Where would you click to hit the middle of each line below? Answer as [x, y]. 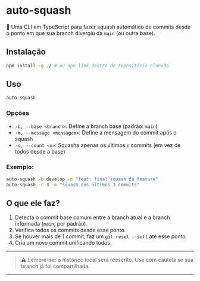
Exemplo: [20, 167]
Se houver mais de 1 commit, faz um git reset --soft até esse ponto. [101, 236]
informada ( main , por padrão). [51, 224]
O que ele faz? [33, 203]
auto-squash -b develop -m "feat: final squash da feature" [82, 179]
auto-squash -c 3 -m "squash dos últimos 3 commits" [73, 185]
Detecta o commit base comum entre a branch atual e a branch [92, 217]
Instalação [26, 52]
